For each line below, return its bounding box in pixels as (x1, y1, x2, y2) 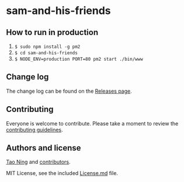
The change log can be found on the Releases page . (6, 87, 133, 94)
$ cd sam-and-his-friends (14, 50, 78, 56)
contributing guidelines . (6, 126, 63, 133)
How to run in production (6, 27, 99, 37)
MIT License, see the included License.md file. (6, 170, 119, 177)
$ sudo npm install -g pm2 (14, 44, 81, 50)
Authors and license (6, 143, 81, 153)
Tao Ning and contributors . (6, 159, 71, 166)
